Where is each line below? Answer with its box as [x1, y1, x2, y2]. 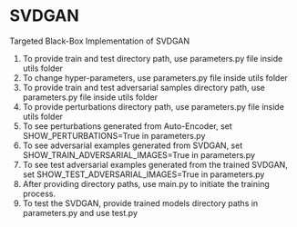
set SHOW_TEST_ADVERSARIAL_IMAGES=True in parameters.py [22, 169, 265, 180]
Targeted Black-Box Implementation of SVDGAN [9, 35, 190, 46]
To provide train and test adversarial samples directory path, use [22, 82, 266, 93]
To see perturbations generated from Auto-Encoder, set [22, 120, 232, 132]
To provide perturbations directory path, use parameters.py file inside [22, 101, 285, 112]
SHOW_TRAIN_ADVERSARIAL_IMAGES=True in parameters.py [22, 149, 256, 160]
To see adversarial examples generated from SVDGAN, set [22, 140, 243, 151]
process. [22, 188, 56, 199]
